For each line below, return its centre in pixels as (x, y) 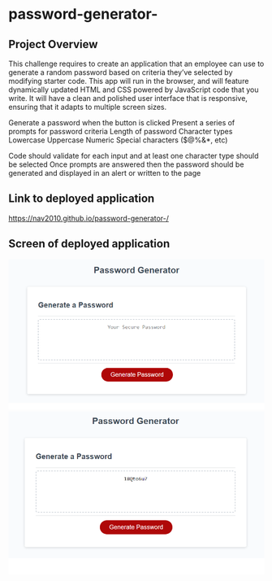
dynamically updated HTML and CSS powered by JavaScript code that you (134, 90)
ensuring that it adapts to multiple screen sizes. (88, 107)
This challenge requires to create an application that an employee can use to (136, 63)
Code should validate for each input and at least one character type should (134, 156)
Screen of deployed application (89, 244)
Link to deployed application (82, 199)
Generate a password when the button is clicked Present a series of (122, 122)
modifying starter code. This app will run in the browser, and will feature (129, 81)
